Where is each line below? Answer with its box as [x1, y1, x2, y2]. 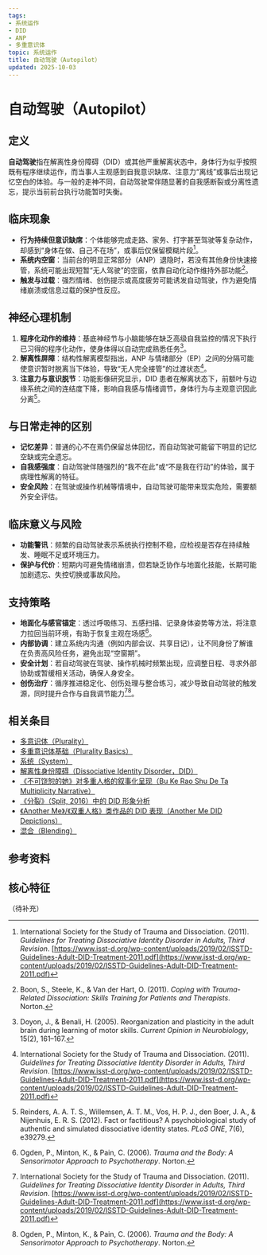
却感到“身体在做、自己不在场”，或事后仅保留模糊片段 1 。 [19, 244, 203, 255]
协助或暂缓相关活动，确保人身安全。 [19, 668, 139, 677]
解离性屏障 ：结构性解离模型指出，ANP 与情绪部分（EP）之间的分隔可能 [19, 353, 254, 363]
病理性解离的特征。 [19, 472, 83, 481]
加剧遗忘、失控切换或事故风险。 [19, 570, 125, 579]
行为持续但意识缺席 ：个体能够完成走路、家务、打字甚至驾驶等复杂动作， [19, 235, 257, 244]
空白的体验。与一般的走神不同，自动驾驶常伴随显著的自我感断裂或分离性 [14, 177, 252, 186]
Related [19, 993, 45, 1003]
